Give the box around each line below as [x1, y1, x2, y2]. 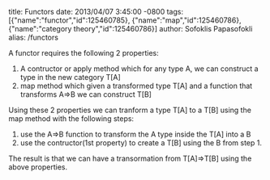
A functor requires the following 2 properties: [8, 48, 160, 57]
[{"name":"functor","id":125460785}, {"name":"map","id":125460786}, [8, 15, 242, 25]
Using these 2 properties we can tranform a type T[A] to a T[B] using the [8, 105, 251, 115]
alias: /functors [8, 32, 59, 42]
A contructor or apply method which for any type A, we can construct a [19, 64, 259, 73]
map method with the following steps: [8, 114, 135, 123]
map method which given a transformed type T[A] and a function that [19, 81, 253, 90]
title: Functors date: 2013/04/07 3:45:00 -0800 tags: [8, 7, 184, 16]
